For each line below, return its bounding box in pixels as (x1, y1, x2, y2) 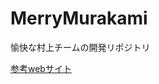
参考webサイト (10, 62, 72, 74)
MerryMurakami (10, 7, 148, 30)
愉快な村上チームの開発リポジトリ (10, 41, 151, 53)
